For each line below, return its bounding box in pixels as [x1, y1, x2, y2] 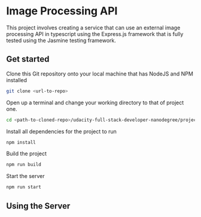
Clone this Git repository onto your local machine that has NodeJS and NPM [6, 70, 193, 77]
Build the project [6, 150, 47, 157]
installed [6, 76, 28, 83]
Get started [6, 54, 50, 64]
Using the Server [6, 201, 71, 211]
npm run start [6, 184, 42, 190]
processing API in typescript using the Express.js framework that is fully [6, 30, 184, 37]
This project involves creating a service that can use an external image [6, 24, 181, 31]
